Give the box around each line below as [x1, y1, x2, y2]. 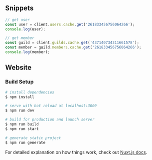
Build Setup [5, 78, 34, 85]
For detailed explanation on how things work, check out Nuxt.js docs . [5, 149, 148, 155]
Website [5, 63, 31, 72]
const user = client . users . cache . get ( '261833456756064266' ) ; [5, 22, 135, 27]
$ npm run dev [5, 108, 35, 113]
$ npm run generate [5, 140, 46, 145]
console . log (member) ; [5, 49, 50, 54]
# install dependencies [5, 89, 55, 94]
